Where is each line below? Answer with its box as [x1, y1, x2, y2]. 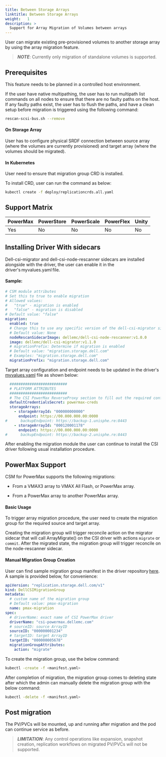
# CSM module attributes [5, 289, 56, 294]
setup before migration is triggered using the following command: [5, 107, 139, 113]
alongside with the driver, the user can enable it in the [5, 261, 115, 267]
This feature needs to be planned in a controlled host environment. [5, 81, 141, 87]
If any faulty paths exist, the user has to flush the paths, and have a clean [5, 101, 154, 107]
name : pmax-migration [9, 606, 54, 611]
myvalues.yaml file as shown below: [5, 372, 79, 378]
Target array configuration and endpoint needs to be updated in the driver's [5, 366, 159, 373]
